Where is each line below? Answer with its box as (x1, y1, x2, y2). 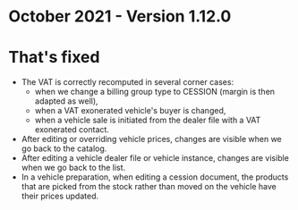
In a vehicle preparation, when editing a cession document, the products (21, 172, 289, 182)
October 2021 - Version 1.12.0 (8, 6, 232, 27)
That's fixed (8, 47, 100, 68)
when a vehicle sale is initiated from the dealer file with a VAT (34, 114, 261, 126)
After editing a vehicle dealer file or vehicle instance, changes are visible (21, 153, 290, 164)
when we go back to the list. (21, 163, 126, 173)
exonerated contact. (34, 124, 109, 135)
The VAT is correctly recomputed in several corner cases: (21, 77, 234, 88)
